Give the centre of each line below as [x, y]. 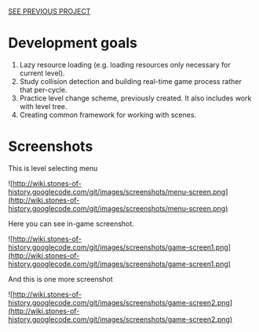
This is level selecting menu [53, 168]
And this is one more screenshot [60, 279]
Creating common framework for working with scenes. [108, 115]
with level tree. [43, 106]
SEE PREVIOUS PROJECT [49, 11]
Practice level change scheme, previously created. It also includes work [135, 98]
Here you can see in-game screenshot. [71, 224]
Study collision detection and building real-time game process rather [130, 81]
